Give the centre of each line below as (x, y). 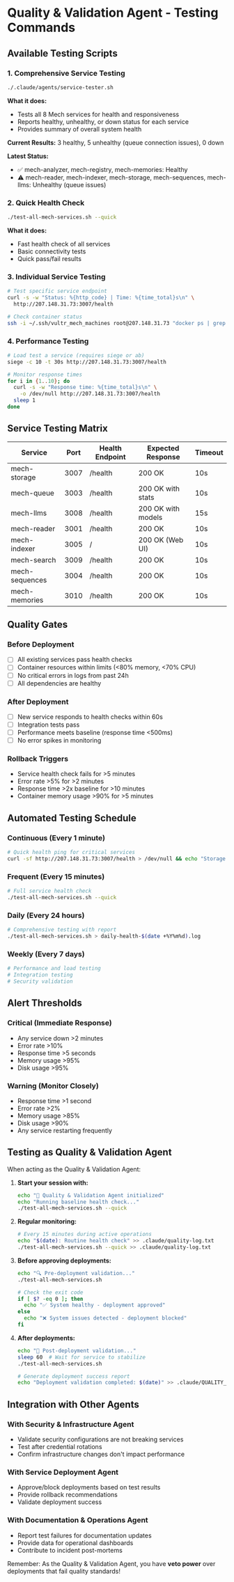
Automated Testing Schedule (72, 818)
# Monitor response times (45, 374)
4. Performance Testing (48, 341)
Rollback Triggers (38, 759)
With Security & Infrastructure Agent (71, 1424)
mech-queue (32, 493)
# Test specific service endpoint (57, 291)
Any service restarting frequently (65, 1130)
